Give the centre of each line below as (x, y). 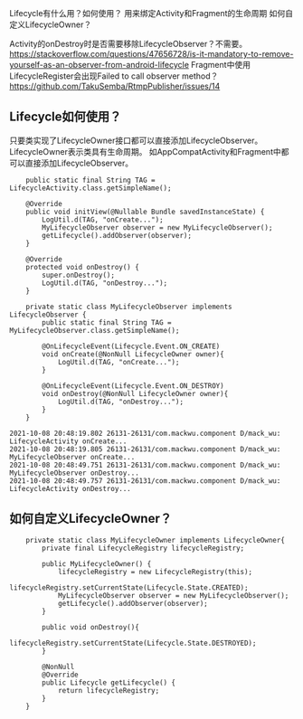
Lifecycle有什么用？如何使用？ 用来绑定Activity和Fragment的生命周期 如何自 (151, 13)
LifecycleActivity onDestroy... (70, 488)
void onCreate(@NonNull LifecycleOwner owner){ (133, 354)
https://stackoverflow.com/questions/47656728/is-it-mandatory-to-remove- (151, 54)
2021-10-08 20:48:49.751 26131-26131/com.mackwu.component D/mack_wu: (145, 465)
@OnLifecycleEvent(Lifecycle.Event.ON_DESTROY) (133, 386)
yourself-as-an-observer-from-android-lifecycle (99, 65)
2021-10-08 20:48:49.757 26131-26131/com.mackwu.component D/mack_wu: (145, 481)
